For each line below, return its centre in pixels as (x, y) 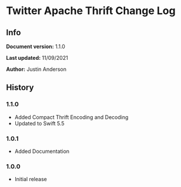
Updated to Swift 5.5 (39, 123)
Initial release (31, 179)
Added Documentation (42, 151)
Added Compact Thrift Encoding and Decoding (71, 117)
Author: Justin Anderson (36, 69)
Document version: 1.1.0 (36, 46)
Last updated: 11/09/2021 (37, 58)
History (20, 88)
